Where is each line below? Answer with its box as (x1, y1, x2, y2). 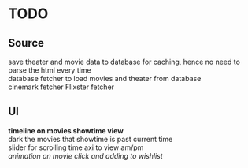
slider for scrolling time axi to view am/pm (8, 143, 144, 152)
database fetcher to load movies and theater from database (8, 74, 202, 83)
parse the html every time (8, 65, 92, 75)
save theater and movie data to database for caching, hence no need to (8, 57, 240, 66)
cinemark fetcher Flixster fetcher (8, 82, 115, 91)
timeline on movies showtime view (8, 125, 124, 135)
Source (8, 36, 45, 50)
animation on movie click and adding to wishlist (8, 151, 163, 160)
